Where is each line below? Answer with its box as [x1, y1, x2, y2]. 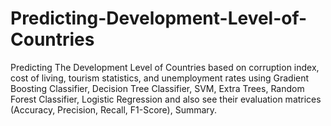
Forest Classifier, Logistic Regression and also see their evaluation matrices [10, 93, 322, 105]
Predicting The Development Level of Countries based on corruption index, [10, 61, 320, 73]
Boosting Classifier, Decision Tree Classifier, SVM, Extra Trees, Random [10, 82, 305, 94]
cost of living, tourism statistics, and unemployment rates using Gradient [10, 72, 310, 84]
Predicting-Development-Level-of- [10, 7, 308, 30]
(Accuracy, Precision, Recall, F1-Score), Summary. [10, 103, 218, 116]
